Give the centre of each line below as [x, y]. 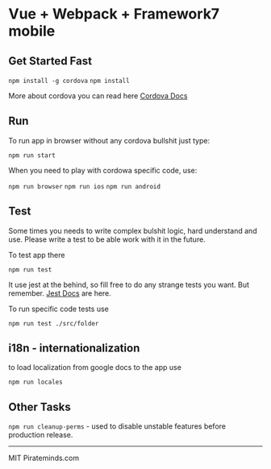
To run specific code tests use [58, 309]
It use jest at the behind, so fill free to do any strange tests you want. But [129, 284]
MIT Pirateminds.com [44, 458]
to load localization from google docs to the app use [95, 367]
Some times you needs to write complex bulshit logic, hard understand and [133, 230]
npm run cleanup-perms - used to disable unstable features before [117, 426]
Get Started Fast [50, 61]
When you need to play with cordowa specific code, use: [103, 170]
